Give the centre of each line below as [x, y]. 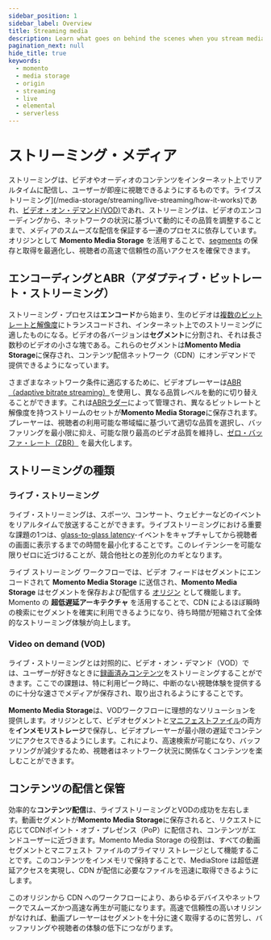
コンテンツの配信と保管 [67, 789]
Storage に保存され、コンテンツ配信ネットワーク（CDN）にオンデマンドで [132, 355]
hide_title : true [38, 53]
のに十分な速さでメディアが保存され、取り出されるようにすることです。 [128, 693]
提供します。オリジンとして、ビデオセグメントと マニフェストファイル [124, 720]
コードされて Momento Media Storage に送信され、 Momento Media [123, 582]
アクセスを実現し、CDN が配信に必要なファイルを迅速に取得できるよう [133, 870]
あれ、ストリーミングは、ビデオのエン [192, 210]
